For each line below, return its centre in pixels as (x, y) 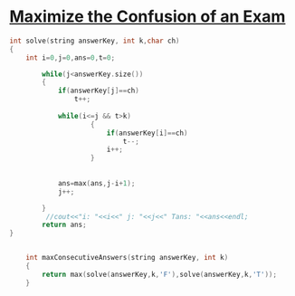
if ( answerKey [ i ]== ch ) (147, 133)
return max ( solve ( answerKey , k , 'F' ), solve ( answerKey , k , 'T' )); (160, 274)
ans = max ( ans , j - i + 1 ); (96, 183)
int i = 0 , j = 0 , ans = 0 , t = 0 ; (71, 57)
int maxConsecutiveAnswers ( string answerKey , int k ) (127, 258)
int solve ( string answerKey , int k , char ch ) (95, 41)
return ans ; (65, 225)
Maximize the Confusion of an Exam (147, 17)
